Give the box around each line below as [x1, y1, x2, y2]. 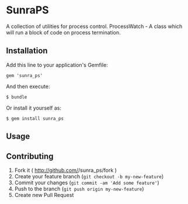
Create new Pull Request [14, 191, 74, 198]
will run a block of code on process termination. [6, 29, 121, 36]
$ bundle [6, 94, 27, 100]
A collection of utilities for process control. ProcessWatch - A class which [6, 23, 183, 30]
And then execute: [6, 83, 50, 90]
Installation [6, 46, 48, 56]
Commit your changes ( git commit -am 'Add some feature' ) [14, 179, 159, 186]
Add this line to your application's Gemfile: [6, 61, 108, 68]
